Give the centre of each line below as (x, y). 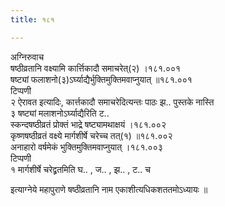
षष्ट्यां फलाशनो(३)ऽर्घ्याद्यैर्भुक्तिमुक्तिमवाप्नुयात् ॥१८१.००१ (101, 79)
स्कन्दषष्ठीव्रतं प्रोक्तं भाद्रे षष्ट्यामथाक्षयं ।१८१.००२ (88, 124)
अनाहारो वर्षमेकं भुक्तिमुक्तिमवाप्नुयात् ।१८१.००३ (86, 147)
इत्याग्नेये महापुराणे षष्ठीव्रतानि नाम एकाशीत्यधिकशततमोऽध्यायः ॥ (109, 189)
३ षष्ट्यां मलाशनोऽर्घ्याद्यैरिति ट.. (60, 113)
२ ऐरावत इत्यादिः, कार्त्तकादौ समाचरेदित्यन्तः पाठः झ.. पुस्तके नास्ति (112, 102)
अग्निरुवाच (27, 57)
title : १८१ (32, 19)
